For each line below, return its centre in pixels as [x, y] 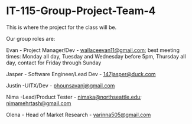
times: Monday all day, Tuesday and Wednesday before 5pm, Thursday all [96, 56]
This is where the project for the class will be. [61, 27]
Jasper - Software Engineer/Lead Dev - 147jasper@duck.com [81, 74]
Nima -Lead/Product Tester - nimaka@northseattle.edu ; [74, 97]
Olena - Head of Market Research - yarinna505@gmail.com [79, 115]
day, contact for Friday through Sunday [54, 63]
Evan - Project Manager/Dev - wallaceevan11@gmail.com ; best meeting [93, 50]
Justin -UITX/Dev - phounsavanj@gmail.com [61, 85]
